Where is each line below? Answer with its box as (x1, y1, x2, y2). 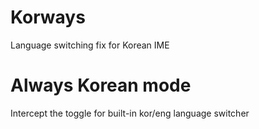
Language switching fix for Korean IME (10, 39, 170, 51)
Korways (10, 6, 86, 29)
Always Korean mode (10, 74, 192, 97)
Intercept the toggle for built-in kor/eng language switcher (10, 107, 250, 119)
